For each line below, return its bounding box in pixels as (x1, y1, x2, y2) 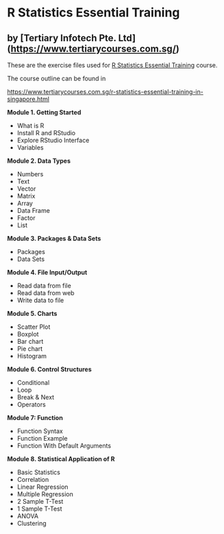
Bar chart (16, 338, 44, 345)
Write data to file (16, 297, 64, 304)
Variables (16, 143, 44, 152)
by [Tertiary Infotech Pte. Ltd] (7, 32, 136, 44)
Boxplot (16, 330, 39, 338)
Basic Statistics (16, 468, 60, 476)
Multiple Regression (16, 490, 73, 498)
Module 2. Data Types (7, 156, 71, 165)
